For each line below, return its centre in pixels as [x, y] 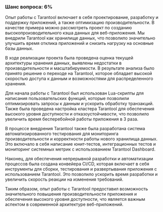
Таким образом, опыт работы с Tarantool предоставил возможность [77, 189]
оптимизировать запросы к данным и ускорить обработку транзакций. [79, 104]
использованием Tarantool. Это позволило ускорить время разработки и [81, 174]
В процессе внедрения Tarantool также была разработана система [75, 129]
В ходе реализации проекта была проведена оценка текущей [69, 58]
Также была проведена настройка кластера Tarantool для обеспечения [80, 109]
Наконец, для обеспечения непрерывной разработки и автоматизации [79, 159]
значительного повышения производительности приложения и [71, 194]
